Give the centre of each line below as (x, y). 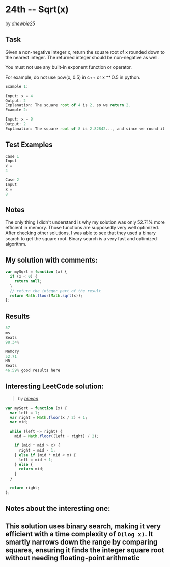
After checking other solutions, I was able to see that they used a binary (81, 233)
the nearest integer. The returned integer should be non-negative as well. (82, 57)
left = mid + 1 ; (36, 460)
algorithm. (16, 244)
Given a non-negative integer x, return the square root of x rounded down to (85, 52)
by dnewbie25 (20, 23)
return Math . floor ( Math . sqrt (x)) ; (46, 296)
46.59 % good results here (33, 371)
